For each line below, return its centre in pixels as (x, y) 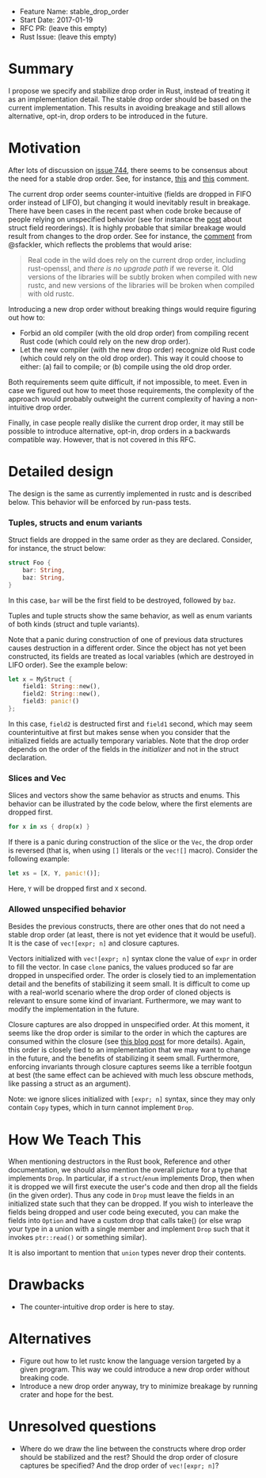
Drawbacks (46, 1285)
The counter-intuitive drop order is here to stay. (97, 1307)
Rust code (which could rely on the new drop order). (105, 341)
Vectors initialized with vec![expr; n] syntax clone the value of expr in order (133, 959)
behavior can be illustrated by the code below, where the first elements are (130, 804)
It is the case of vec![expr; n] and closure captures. (94, 943)
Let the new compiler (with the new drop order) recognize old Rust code (137, 349)
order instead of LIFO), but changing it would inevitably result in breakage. (129, 202)
